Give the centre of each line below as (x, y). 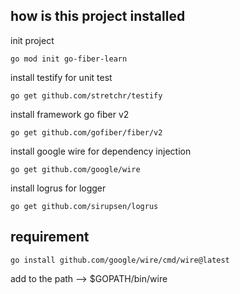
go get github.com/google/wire (75, 169)
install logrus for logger (58, 188)
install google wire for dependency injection (101, 151)
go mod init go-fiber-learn (69, 59)
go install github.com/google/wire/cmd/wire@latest (120, 260)
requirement (50, 237)
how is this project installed (98, 16)
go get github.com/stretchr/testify (86, 95)
